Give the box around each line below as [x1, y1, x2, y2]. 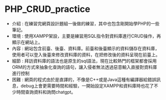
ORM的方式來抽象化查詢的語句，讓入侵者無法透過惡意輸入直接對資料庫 [11, 64, 158, 70]
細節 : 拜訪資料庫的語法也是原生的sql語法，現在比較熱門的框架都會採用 [11, 58, 157, 64]
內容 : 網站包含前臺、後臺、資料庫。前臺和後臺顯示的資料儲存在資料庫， [11, 45, 160, 51]
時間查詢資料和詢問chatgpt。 [16, 89, 76, 95]
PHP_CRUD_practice [4, 3, 90, 15]
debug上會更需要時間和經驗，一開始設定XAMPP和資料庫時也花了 [20, 83, 154, 89]
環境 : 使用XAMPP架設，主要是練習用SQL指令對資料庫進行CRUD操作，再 [11, 33, 161, 39]
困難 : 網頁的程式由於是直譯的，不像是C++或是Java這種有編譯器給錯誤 [11, 76, 157, 83]
